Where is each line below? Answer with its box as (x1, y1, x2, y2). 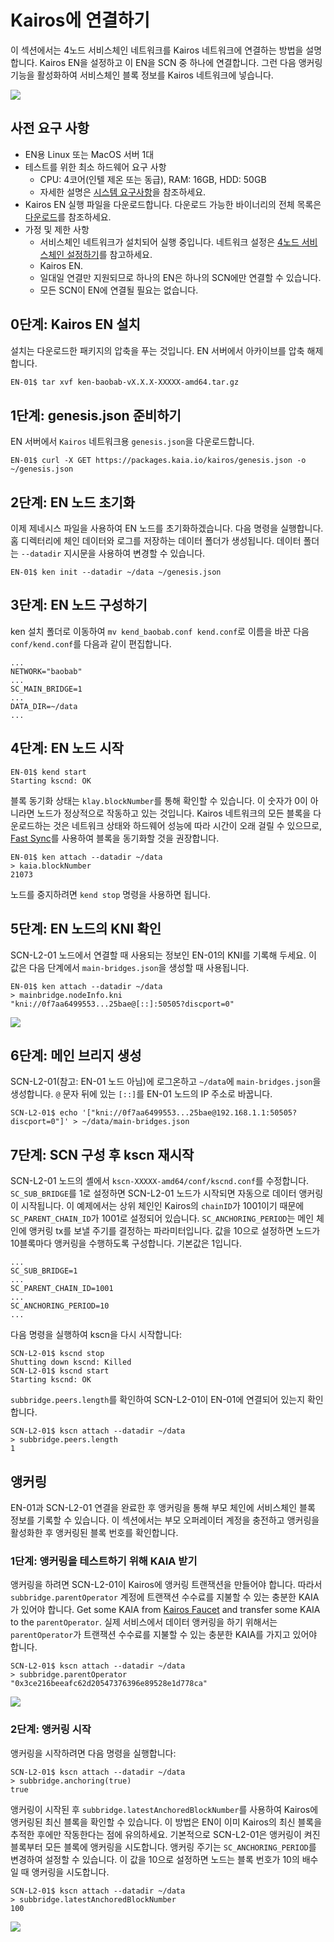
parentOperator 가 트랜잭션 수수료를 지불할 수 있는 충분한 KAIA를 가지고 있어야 (10, 1629, 318, 1641)
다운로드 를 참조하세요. (24, 211, 112, 223)
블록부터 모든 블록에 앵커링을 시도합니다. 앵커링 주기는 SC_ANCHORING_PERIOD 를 (10, 1841, 317, 1853)
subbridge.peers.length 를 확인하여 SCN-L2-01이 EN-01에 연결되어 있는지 (10, 1394, 306, 1406)
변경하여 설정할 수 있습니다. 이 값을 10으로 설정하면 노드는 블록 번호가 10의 (10, 1853, 300, 1865)
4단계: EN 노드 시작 (10, 740, 124, 757)
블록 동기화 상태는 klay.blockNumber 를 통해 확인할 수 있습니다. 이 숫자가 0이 (10, 794, 308, 806)
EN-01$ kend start (10, 767, 87, 777)
